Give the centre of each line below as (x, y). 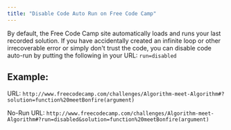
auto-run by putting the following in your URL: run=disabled (92, 55)
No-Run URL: (26, 113)
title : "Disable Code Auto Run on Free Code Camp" (82, 13)
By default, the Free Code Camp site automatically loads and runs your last (114, 33)
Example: (28, 77)
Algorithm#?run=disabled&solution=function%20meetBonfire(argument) (108, 120)
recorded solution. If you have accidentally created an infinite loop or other (114, 40)
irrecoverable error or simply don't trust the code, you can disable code (109, 48)
